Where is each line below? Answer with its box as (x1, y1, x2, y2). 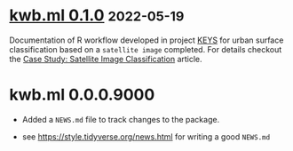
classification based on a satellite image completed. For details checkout (9, 44, 282, 54)
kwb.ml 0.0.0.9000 (9, 85, 155, 105)
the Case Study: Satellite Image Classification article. (9, 53, 202, 64)
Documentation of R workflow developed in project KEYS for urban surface (9, 35, 284, 45)
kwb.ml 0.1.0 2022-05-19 (9, 5, 185, 26)
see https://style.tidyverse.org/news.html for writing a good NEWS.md (21, 131, 271, 142)
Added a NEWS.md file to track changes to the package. (21, 114, 220, 124)
